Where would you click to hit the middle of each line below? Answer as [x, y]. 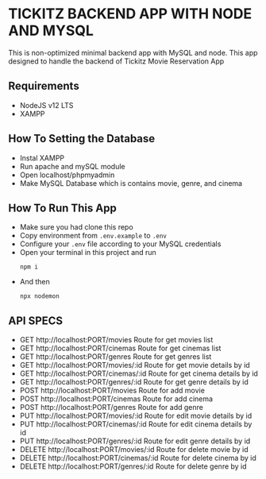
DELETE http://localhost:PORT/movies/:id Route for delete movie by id [134, 450]
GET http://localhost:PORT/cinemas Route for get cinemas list [120, 348]
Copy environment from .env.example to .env [93, 236]
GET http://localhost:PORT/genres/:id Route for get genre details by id [134, 382]
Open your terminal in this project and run [88, 253]
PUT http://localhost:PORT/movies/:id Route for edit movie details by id [136, 416]
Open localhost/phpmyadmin [67, 175]
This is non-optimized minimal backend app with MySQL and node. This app [133, 52]
